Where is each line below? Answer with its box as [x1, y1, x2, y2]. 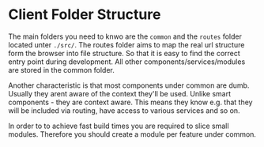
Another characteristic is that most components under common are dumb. [8, 81, 250, 90]
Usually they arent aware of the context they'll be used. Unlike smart [8, 89, 232, 98]
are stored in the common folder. [8, 65, 115, 74]
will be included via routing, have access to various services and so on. [8, 105, 240, 115]
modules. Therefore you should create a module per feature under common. [8, 129, 257, 139]
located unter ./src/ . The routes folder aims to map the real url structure [8, 40, 245, 49]
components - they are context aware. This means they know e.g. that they [8, 97, 253, 107]
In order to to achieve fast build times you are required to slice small [8, 121, 229, 130]
